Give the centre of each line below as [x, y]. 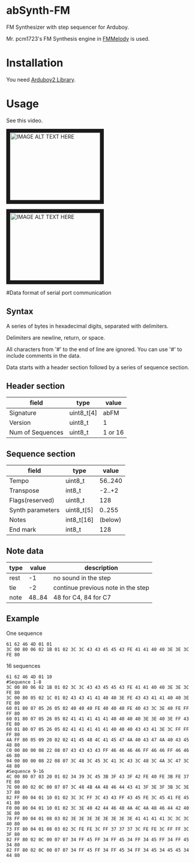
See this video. [25, 120]
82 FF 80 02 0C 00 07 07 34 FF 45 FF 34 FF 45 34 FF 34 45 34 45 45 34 [97, 850]
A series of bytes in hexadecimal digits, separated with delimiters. [88, 326]
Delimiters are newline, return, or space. [56, 337]
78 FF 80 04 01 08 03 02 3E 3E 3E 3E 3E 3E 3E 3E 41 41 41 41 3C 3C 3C [97, 819]
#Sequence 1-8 [24, 682]
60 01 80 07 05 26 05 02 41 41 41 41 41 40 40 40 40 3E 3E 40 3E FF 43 [97, 719]
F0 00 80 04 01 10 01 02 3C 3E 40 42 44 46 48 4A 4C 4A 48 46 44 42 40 [97, 808]
